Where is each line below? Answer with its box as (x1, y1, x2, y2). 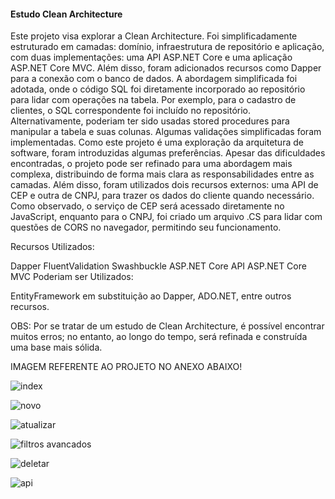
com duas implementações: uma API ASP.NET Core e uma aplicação (10, 51, 293, 64)
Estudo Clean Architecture (10, 8, 123, 20)
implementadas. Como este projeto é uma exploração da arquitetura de (10, 136, 304, 149)
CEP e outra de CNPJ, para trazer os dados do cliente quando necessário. (10, 190, 315, 202)
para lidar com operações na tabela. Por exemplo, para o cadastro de (10, 94, 297, 106)
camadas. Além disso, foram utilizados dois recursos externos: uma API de (10, 179, 319, 191)
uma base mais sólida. (10, 341, 103, 354)
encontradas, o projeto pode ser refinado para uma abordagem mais (10, 158, 293, 170)
